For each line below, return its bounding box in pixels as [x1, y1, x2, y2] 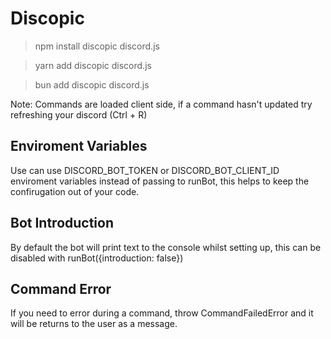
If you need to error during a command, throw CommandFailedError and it [10, 307, 314, 319]
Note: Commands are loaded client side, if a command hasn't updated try [10, 98, 313, 110]
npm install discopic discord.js [34, 40, 160, 52]
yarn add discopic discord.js [34, 59, 152, 71]
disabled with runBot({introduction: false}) [10, 252, 184, 264]
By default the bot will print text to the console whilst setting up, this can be [10, 241, 322, 253]
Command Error [10, 280, 112, 297]
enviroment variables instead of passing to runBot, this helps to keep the [10, 175, 310, 187]
